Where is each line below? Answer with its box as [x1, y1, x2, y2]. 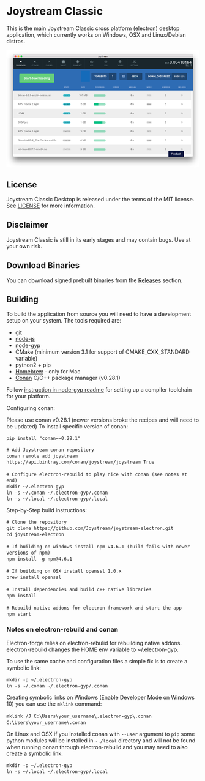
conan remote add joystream [6, 453, 78, 460]
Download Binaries [6, 260, 80, 271]
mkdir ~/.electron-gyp [6, 484, 64, 490]
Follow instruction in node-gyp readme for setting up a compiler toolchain [6, 386, 192, 394]
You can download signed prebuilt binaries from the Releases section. [6, 277, 183, 284]
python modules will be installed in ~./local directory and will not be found [6, 736, 196, 744]
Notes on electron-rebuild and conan [6, 626, 118, 634]
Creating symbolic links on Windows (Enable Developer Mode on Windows [6, 693, 195, 701]
